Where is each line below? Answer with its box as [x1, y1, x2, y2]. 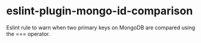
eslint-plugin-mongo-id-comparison [6, 4, 193, 18]
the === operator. [6, 30, 51, 37]
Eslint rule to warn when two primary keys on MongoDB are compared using [6, 24, 196, 31]
